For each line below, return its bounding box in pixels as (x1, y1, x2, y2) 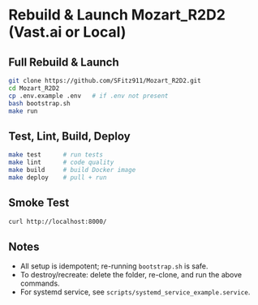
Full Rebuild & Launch (8, 55, 119, 69)
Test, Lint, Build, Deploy (8, 129, 131, 143)
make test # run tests (8, 151, 104, 159)
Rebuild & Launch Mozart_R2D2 (8, 6, 226, 24)
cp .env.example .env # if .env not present (8, 92, 169, 100)
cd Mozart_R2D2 (8, 84, 60, 92)
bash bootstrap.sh (8, 99, 71, 107)
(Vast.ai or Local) (8, 23, 127, 41)
